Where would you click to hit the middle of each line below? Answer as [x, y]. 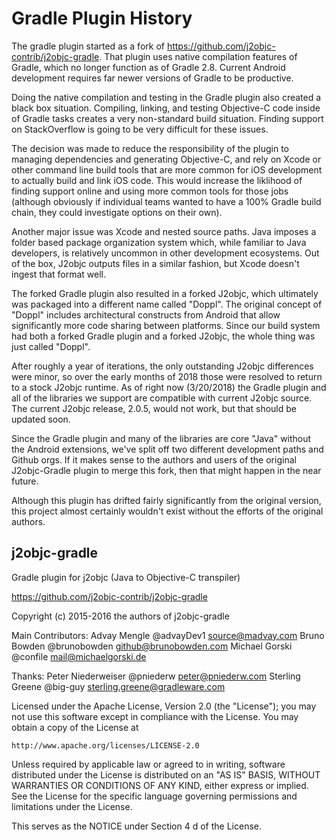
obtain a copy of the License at [75, 727]
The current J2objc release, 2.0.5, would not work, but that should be [154, 408]
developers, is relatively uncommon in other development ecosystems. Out [165, 253]
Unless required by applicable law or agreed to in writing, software [148, 764]
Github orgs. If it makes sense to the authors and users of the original [154, 459]
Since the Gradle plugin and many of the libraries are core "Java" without [161, 438]
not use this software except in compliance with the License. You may [155, 716]
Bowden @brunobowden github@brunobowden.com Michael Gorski [152, 646]
